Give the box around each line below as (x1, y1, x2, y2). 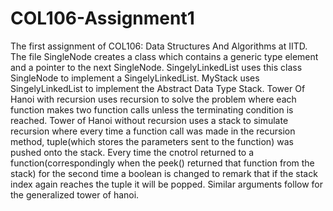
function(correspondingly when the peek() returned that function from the (10, 157, 315, 169)
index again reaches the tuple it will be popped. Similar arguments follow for (10, 178, 324, 190)
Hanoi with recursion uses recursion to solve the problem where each (10, 93, 297, 105)
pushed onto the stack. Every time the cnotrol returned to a (10, 146, 255, 158)
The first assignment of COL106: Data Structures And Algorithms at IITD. (10, 40, 308, 52)
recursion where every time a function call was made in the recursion (10, 125, 296, 137)
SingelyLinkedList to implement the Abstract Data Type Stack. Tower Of (10, 82, 306, 94)
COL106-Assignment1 (10, 7, 195, 30)
